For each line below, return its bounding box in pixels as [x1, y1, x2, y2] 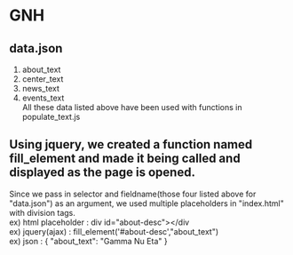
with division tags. [9, 207, 75, 218]
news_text [21, 84, 59, 93]
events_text [21, 92, 65, 103]
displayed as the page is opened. [9, 165, 195, 180]
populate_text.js [21, 112, 81, 122]
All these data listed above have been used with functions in [21, 102, 242, 112]
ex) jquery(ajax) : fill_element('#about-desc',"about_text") [9, 226, 219, 236]
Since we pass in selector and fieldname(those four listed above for [9, 188, 257, 199]
